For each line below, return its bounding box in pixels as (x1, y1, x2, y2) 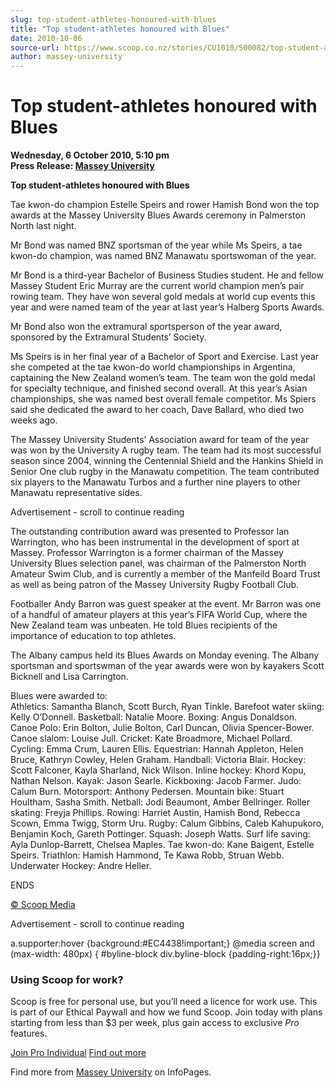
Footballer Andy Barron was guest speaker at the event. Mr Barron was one (10, 598, 322, 610)
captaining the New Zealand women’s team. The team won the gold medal (10, 372, 316, 384)
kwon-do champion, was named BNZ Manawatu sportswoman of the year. (10, 250, 317, 262)
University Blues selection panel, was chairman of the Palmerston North (10, 557, 307, 570)
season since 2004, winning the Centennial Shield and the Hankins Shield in (10, 455, 324, 467)
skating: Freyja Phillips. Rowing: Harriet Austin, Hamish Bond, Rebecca (10, 807, 301, 819)
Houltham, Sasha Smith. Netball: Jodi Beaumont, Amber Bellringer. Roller (10, 796, 310, 808)
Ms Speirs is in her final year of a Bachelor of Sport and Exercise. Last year (10, 351, 320, 363)
